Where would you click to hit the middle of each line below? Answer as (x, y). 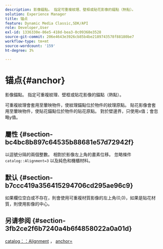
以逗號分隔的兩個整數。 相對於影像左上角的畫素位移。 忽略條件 (68, 155)
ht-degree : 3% (20, 50)
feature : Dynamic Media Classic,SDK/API (47, 23)
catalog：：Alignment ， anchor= (39, 241)
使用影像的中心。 (35, 204)
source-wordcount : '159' (30, 46)
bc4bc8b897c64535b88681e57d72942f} (70, 142)
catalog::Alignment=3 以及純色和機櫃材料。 (49, 161)
